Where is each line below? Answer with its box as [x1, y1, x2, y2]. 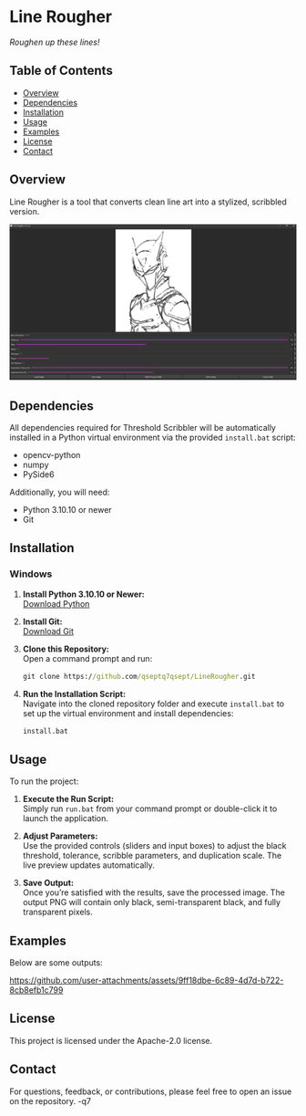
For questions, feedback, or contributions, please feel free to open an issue [9, 1086, 292, 1097]
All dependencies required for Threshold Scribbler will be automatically [9, 422, 276, 433]
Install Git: [22, 616, 63, 627]
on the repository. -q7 [9, 1095, 91, 1106]
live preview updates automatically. [22, 860, 155, 871]
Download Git [22, 625, 75, 636]
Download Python [22, 598, 90, 609]
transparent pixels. [22, 906, 93, 918]
